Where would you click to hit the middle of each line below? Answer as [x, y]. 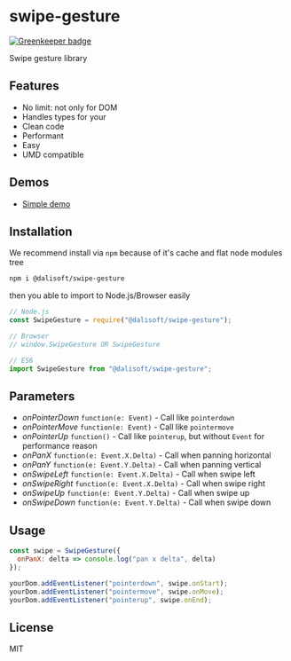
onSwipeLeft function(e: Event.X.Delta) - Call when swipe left [138, 474]
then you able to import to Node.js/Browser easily [100, 295]
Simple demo [46, 204]
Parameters [42, 396]
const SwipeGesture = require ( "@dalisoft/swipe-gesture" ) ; [121, 320]
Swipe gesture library [48, 58]
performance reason [59, 446]
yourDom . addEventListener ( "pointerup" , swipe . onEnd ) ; [111, 600]
